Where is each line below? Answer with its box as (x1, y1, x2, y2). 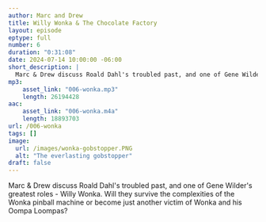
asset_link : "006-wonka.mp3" (22, 85, 119, 94)
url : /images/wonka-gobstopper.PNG (15, 144, 133, 152)
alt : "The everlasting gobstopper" (15, 151, 133, 159)
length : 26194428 (22, 93, 80, 101)
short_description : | (8, 63, 80, 71)
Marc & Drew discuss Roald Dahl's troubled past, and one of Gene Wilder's (8, 181, 253, 190)
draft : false (8, 159, 51, 167)
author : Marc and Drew (8, 11, 83, 20)
